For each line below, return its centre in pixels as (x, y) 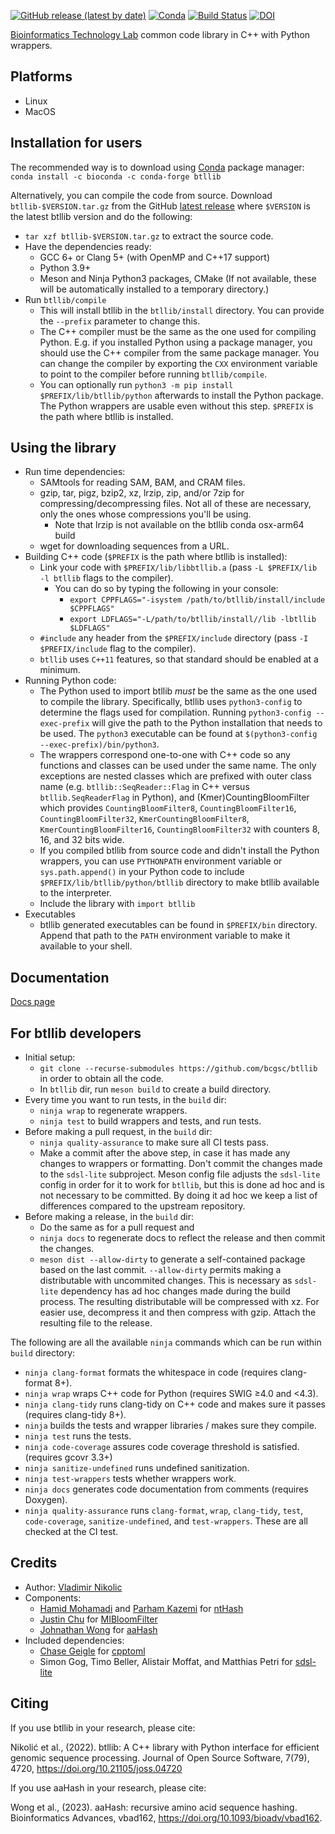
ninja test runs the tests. (78, 1436)
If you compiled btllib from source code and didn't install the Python (179, 851)
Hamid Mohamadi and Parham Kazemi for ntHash (141, 1608)
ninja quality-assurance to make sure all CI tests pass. (154, 1142)
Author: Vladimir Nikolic (73, 1587)
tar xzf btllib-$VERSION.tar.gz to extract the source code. (149, 236)
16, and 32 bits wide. (82, 840)
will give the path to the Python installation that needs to (207, 723)
